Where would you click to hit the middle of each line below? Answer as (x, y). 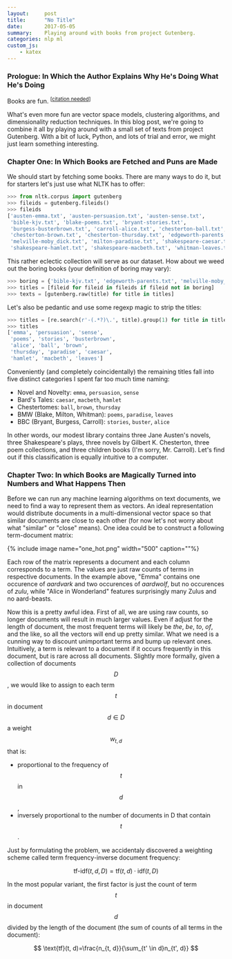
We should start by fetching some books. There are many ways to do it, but (114, 177)
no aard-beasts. (30, 599)
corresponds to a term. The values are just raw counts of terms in (100, 570)
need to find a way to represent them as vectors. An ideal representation (110, 506)
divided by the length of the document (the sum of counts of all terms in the (115, 927)
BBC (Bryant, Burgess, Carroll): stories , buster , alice (94, 421)
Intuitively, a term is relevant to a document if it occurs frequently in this (109, 649)
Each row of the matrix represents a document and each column (99, 562)
